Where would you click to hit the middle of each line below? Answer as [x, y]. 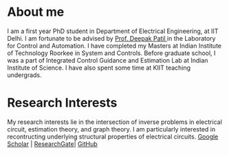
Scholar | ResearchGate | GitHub [52, 144]
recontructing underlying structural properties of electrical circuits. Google [113, 136]
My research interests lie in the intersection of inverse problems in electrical [115, 122]
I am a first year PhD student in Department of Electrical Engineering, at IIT [113, 31]
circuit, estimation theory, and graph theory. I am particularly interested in [111, 129]
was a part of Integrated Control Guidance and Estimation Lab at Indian [108, 60]
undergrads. [25, 75]
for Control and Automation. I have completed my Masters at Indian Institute [115, 45]
